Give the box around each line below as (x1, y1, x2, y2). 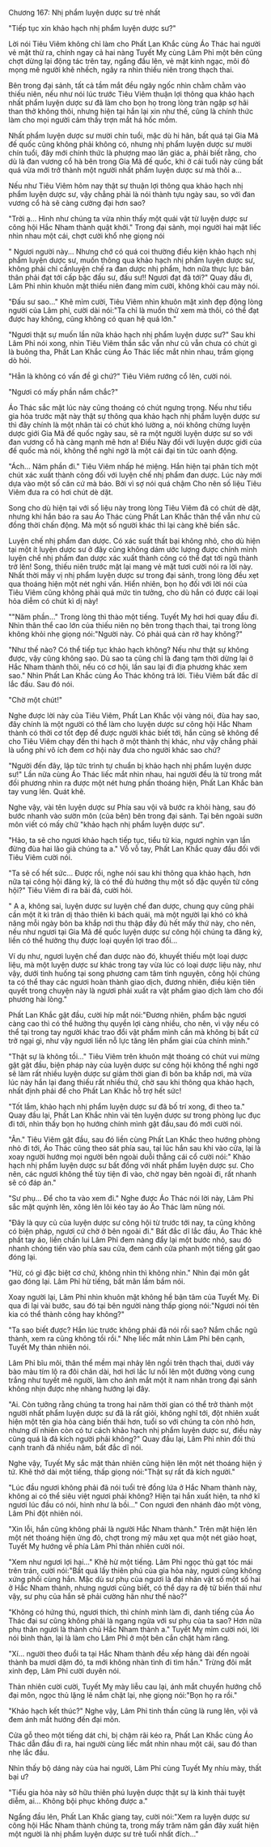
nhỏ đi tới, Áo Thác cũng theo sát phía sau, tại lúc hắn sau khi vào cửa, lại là (8, 1144, 261, 1152)
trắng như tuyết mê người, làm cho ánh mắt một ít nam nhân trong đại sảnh (8, 1375, 257, 1385)
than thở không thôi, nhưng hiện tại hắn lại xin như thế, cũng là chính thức (8, 106, 254, 116)
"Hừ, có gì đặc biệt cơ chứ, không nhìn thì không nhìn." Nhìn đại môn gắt (8, 1268, 250, 1277)
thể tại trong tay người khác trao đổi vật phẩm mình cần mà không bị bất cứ (8, 1028, 259, 1037)
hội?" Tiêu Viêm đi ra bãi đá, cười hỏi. (8, 886, 133, 895)
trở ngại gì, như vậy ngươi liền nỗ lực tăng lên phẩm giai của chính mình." (8, 1036, 251, 1045)
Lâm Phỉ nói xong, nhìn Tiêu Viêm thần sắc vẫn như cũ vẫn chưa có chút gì (8, 339, 257, 348)
